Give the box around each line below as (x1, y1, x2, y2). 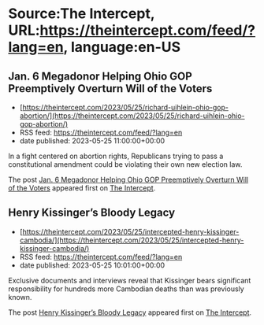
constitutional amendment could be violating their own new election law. (8, 160, 243, 169)
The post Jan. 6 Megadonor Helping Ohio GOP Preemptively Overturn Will (8, 175, 249, 184)
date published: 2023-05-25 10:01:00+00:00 (19, 260, 165, 270)
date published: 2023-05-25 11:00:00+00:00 (19, 136, 165, 146)
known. (8, 292, 32, 301)
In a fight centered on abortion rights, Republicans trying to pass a (8, 151, 224, 161)
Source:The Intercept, (8, 5, 155, 23)
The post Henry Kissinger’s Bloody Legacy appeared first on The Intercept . (8, 308, 252, 317)
